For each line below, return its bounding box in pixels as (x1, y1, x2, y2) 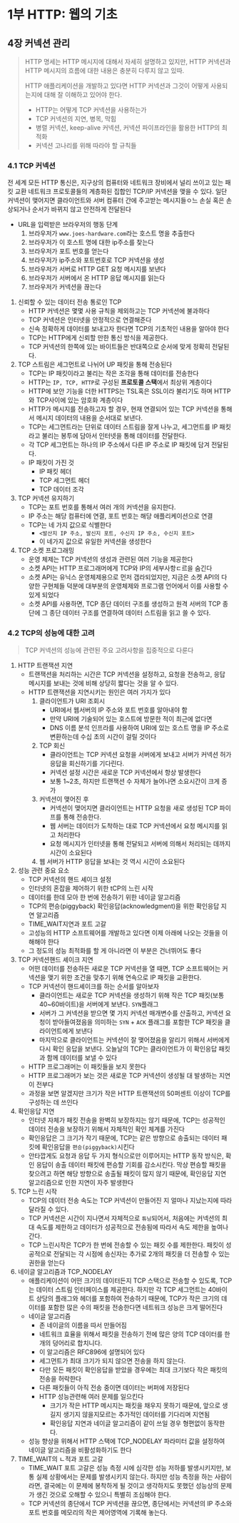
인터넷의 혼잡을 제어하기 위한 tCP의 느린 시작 (28, 884, 153, 892)
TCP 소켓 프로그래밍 (17, 546, 75, 555)
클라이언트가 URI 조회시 (39, 696, 106, 705)
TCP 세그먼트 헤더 (39, 476, 91, 485)
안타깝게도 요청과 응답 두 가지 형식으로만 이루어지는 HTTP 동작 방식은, (28, 1151, 225, 1160)
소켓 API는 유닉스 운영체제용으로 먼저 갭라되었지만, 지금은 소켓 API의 (28, 573, 220, 581)
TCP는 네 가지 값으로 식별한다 (28, 521, 112, 529)
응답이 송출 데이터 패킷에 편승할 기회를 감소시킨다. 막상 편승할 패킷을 (36, 1160, 227, 1168)
